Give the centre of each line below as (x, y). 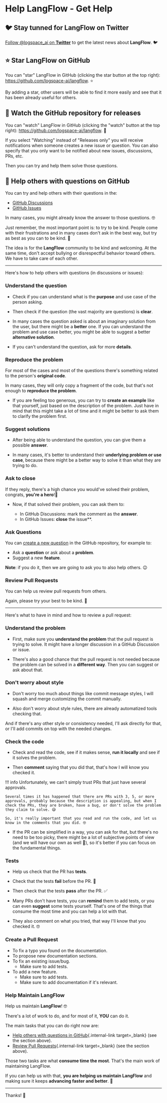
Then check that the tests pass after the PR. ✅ (60, 891)
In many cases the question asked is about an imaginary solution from (84, 321)
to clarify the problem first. (40, 416)
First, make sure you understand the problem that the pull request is (83, 639)
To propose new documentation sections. (55, 956)
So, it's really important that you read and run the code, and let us (81, 819)
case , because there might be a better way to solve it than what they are (86, 460)
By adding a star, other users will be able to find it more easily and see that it (83, 92)
